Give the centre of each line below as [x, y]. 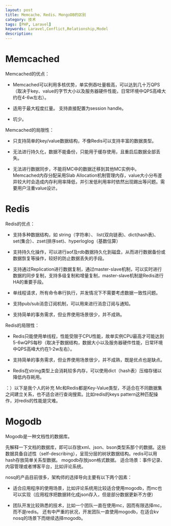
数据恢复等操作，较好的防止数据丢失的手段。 [60, 258]
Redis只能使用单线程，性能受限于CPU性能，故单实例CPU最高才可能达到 [88, 336]
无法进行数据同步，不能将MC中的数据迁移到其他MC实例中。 [76, 169]
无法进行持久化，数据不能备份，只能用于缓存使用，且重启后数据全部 [84, 152]
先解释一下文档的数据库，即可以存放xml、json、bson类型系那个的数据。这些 [86, 447]
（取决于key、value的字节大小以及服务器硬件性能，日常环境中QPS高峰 [87, 91]
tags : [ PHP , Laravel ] [28, 24]
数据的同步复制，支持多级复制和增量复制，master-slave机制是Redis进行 [88, 275]
